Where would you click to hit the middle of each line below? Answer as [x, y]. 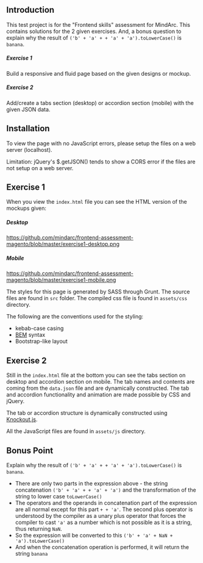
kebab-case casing [39, 328]
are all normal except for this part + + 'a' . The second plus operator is [104, 509]
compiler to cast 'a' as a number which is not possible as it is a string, [103, 522]
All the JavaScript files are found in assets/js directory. [76, 431]
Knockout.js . [22, 420]
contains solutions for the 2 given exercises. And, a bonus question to [94, 31]
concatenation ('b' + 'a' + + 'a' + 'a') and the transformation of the [105, 490]
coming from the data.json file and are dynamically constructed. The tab [98, 388]
